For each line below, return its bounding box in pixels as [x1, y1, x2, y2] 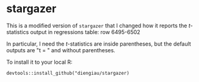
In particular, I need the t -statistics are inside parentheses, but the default [6, 40, 191, 47]
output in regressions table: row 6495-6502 [30, 28, 140, 35]
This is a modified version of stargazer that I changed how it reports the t [6, 22, 191, 29]
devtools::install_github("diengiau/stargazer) [6, 70, 130, 76]
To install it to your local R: [6, 58, 73, 66]
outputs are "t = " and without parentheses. [6, 46, 116, 53]
